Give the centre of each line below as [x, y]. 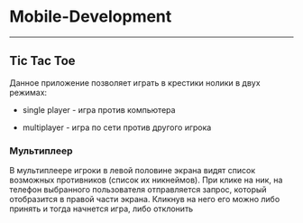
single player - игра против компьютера [99, 109]
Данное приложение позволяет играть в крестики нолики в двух [135, 82]
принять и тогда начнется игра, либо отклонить [101, 209]
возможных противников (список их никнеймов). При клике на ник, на [146, 180]
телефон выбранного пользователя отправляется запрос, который [138, 190]
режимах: [28, 92]
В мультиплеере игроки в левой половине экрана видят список [133, 171]
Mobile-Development [91, 17]
